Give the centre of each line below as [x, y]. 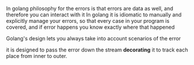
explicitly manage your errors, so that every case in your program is [88, 21]
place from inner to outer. [37, 56]
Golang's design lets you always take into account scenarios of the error [93, 38]
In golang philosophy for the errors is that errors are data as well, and [90, 8]
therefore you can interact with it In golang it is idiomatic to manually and [94, 15]
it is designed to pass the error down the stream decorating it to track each [97, 50]
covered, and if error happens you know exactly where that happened [90, 27]
